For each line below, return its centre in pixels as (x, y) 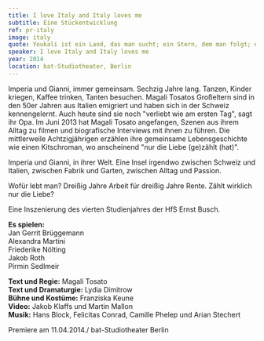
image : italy (29, 37)
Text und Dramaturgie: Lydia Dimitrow (70, 289)
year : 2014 (26, 60)
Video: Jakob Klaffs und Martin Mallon (71, 306)
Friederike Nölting (37, 249)
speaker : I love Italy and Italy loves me (79, 52)
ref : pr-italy (31, 30)
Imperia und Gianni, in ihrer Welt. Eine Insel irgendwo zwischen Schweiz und (132, 162)
